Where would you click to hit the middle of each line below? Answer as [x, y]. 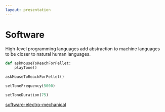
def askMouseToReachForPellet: [38, 63]
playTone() [26, 68]
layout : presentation [28, 10]
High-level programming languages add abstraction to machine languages [83, 49]
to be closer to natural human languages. [48, 54]
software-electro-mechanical [36, 104]
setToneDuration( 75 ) [27, 95]
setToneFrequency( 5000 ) [30, 86]
